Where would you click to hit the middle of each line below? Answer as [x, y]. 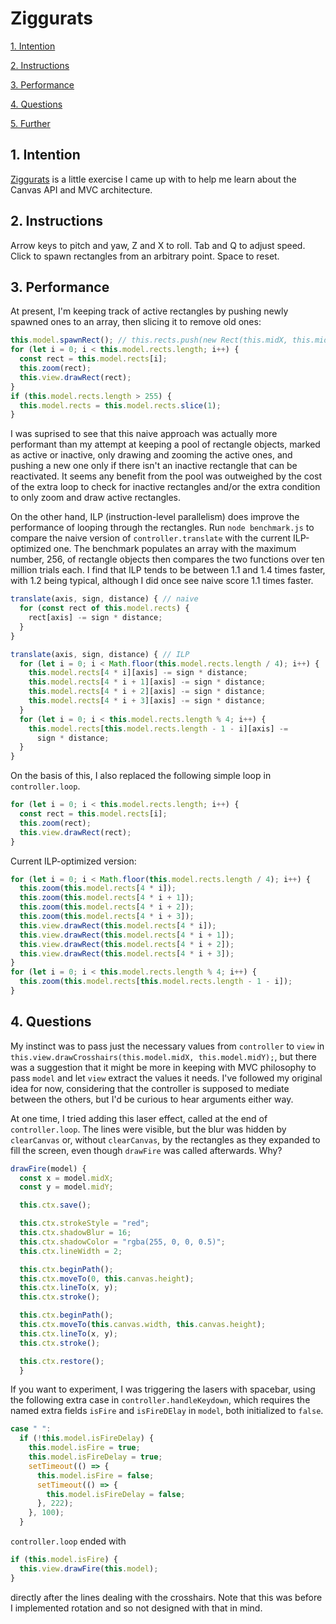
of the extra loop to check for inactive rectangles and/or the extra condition [165, 487]
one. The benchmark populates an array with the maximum [175, 549]
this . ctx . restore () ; [62, 1361]
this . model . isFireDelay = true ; [95, 1457]
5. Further [30, 123]
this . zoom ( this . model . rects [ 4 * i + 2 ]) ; [107, 907]
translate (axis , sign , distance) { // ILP [100, 654]
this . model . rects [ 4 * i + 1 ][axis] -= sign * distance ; [147, 682]
